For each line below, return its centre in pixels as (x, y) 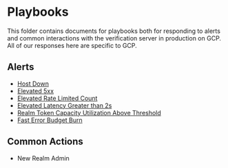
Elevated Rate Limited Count (57, 98)
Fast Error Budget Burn (50, 120)
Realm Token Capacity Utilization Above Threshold (89, 112)
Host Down (33, 84)
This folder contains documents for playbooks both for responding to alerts (114, 31)
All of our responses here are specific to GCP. (72, 45)
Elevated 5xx (35, 91)
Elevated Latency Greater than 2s (64, 105)
